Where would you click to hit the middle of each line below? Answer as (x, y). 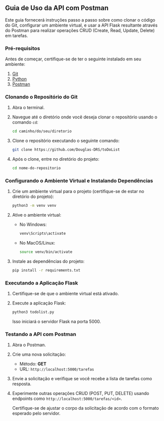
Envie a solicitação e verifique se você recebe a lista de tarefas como (82, 379)
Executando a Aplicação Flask (42, 283)
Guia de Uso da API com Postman (57, 8)
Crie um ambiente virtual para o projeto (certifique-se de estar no (78, 192)
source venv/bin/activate (46, 252)
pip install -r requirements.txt (46, 270)
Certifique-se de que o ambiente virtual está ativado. (65, 294)
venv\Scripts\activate (43, 234)
